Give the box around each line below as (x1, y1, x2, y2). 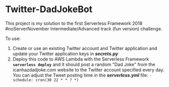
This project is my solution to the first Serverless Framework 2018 (5, 20, 143, 26)
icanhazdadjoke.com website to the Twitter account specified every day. (12, 67, 164, 73)
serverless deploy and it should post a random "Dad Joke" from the (12, 61, 156, 67)
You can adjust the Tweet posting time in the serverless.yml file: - (12, 72, 152, 78)
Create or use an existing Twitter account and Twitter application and (12, 45, 157, 51)
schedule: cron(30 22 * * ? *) (12, 77, 79, 82)
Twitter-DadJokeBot (5, 4, 93, 15)
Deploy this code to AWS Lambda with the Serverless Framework (12, 56, 149, 62)
